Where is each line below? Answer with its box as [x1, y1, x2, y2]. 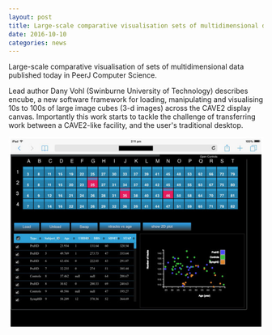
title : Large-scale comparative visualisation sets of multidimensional [8, 21, 259, 30]
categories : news [8, 39, 67, 47]
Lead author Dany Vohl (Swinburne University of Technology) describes [8, 86, 249, 96]
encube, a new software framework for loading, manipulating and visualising [8, 95, 264, 104]
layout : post [8, 13, 53, 21]
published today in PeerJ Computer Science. [8, 70, 158, 80]
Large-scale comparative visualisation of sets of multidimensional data [8, 61, 244, 72]
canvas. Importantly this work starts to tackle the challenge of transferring [8, 112, 257, 121]
